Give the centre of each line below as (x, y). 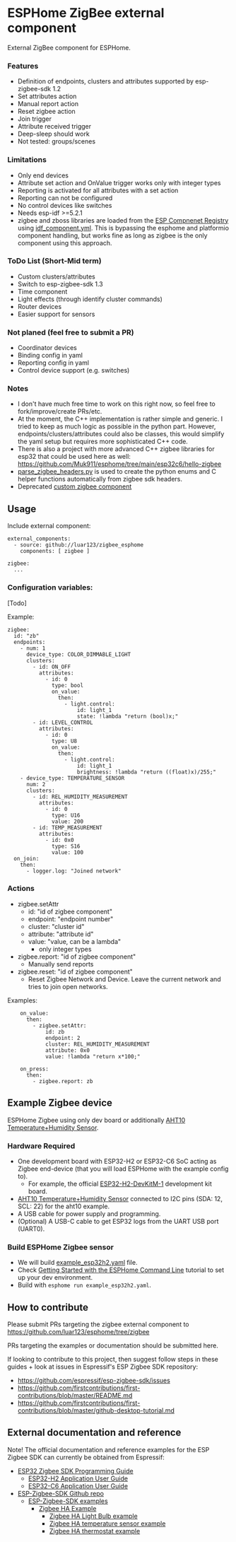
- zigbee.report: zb (63, 1081)
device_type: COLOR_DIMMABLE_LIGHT (78, 654)
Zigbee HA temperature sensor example (107, 1523)
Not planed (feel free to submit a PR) (71, 332)
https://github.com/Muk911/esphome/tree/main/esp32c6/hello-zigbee (119, 464)
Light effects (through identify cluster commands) (90, 299)
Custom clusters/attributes (56, 276)
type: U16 (66, 815)
